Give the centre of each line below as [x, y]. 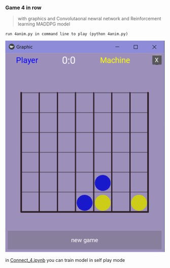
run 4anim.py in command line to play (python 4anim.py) [67, 34]
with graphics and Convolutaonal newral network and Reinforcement [89, 19]
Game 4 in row [23, 8]
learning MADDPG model [44, 24]
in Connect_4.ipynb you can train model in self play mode [65, 260]
